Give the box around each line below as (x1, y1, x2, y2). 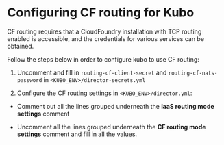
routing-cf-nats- (168, 70, 218, 77)
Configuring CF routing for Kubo (7, 5, 195, 21)
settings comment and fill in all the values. (16, 130, 138, 138)
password (16, 77, 42, 83)
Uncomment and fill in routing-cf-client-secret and (16, 68, 167, 77)
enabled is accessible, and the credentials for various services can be (7, 34, 204, 42)
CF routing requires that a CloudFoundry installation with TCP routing (7, 27, 202, 36)
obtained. (7, 42, 34, 50)
